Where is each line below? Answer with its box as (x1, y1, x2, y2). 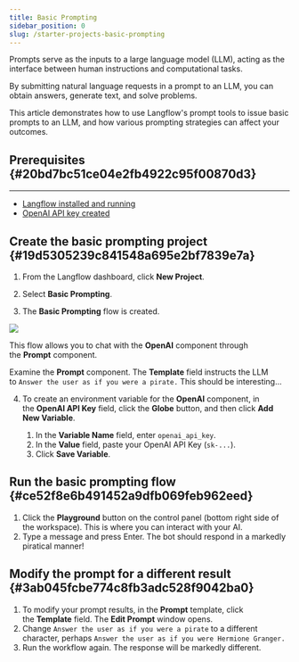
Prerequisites (9, 153, 85, 168)
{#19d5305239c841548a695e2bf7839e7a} (9, 247, 255, 263)
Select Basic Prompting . (21, 289, 113, 299)
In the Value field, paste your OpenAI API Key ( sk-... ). (35, 439, 236, 450)
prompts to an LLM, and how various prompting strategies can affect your (9, 117, 280, 128)
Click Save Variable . (35, 449, 111, 459)
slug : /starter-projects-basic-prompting (9, 29, 166, 38)
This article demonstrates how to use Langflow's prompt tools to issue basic (9, 108, 289, 119)
